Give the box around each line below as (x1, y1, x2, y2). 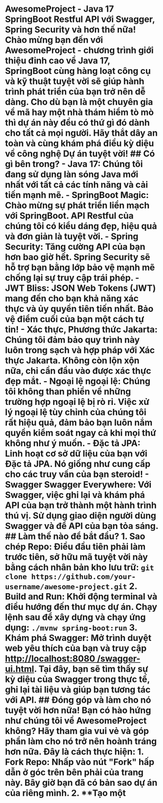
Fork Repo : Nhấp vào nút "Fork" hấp (5, 757, 155, 767)
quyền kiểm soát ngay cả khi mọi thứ (5, 427, 157, 438)
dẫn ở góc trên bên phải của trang (5, 767, 144, 778)
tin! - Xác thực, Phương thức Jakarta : (5, 324, 158, 335)
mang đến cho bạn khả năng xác (5, 293, 139, 304)
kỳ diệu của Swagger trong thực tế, (5, 674, 150, 685)
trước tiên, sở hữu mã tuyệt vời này (5, 551, 148, 563)
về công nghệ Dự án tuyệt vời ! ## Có (5, 148, 155, 159)
